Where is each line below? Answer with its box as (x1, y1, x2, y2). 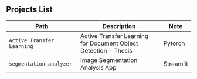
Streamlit (163, 60, 188, 68)
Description (102, 22, 136, 30)
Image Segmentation (80, 56, 138, 64)
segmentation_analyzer (9, 60, 72, 67)
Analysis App (80, 63, 117, 71)
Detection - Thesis (80, 46, 133, 54)
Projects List (6, 5, 53, 15)
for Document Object (80, 39, 138, 47)
